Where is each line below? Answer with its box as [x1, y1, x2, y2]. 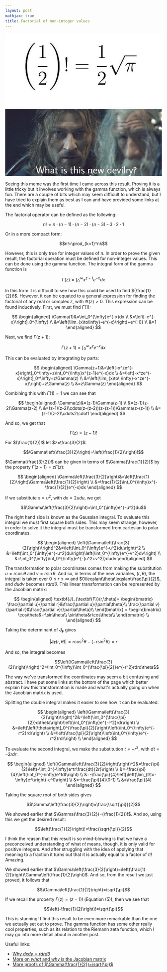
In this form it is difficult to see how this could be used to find [5, 287, 131, 293]
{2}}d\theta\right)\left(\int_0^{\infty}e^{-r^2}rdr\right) [27, 720, 136, 726]
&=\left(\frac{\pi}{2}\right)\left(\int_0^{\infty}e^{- [50, 730, 149, 736]
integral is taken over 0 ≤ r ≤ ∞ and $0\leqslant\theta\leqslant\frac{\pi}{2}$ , [5, 576, 161, 582]
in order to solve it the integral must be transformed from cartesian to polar [5, 524, 159, 530]
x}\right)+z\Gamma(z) [24, 381, 70, 387]
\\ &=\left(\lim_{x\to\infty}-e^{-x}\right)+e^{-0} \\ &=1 [49, 319, 157, 325]
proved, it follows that [5, 877, 50, 883]
